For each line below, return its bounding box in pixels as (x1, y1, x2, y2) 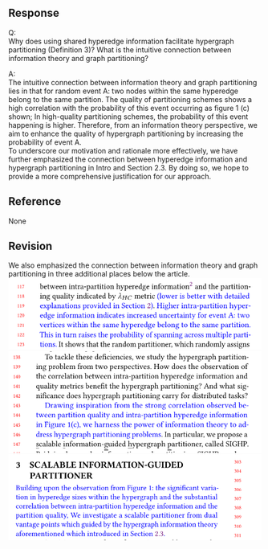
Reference (8, 195, 62, 208)
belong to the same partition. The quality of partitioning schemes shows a (8, 94, 253, 104)
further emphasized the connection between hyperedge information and (8, 154, 248, 164)
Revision (8, 240, 53, 253)
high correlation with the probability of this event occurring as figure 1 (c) (8, 103, 250, 113)
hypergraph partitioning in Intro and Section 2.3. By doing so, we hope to (8, 162, 249, 172)
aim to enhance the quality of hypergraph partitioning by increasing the (8, 129, 244, 138)
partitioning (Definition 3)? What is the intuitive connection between (8, 44, 232, 55)
